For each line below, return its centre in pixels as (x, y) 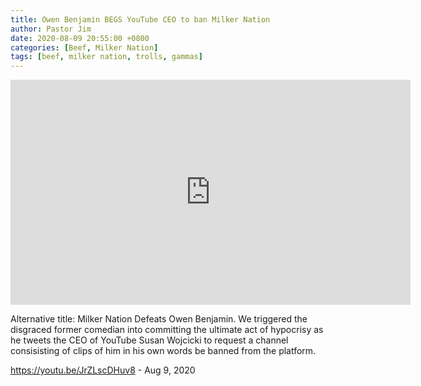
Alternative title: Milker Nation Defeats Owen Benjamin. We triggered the (159, 319)
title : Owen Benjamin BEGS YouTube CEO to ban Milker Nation (140, 19)
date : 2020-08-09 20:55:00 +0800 (80, 38)
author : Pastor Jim (51, 29)
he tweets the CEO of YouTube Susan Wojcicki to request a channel (149, 340)
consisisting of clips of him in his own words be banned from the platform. (163, 351)
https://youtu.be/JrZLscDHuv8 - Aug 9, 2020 (103, 370)
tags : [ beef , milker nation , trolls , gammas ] (106, 57)
